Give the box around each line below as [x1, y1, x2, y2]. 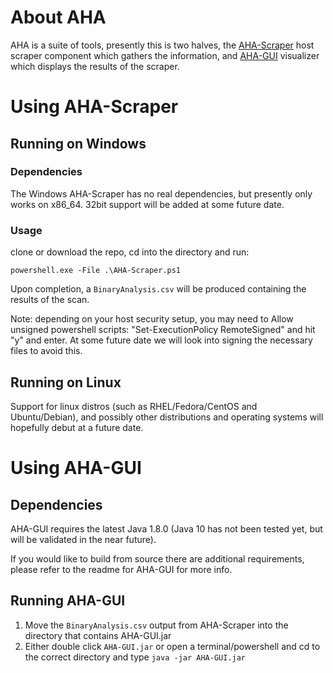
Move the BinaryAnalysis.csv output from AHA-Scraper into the [24, 619, 289, 631]
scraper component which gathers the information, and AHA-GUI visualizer [10, 49, 320, 61]
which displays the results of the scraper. [10, 60, 180, 72]
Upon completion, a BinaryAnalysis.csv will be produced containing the [10, 283, 307, 295]
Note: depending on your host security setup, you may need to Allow [10, 313, 294, 325]
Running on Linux [10, 374, 122, 391]
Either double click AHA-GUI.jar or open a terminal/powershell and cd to [24, 640, 321, 652]
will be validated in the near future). [10, 533, 157, 545]
